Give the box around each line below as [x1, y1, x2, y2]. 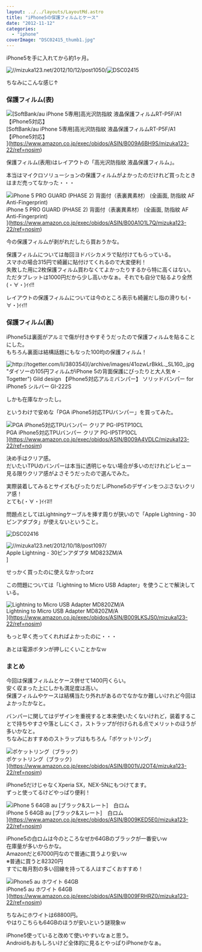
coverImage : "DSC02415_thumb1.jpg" [6, 37, 96, 43]
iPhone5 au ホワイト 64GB [6, 885, 73, 893]
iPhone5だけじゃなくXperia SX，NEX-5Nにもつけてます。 [6, 781, 150, 788]
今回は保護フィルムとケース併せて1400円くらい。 [6, 677, 130, 684]
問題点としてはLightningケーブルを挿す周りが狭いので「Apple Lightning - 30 [6, 510, 197, 518]
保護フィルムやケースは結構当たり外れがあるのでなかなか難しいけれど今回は [6, 692, 196, 699]
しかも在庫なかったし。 [6, 396, 65, 403]
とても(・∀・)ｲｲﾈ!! [6, 497, 53, 505]
